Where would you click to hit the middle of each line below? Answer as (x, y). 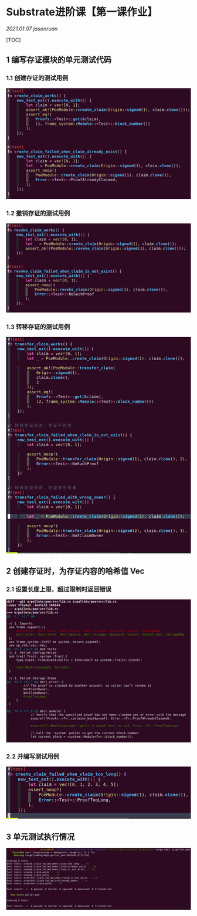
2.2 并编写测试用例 (33, 756)
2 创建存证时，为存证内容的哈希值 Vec (75, 571)
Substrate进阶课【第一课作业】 (82, 12)
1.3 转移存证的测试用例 (38, 327)
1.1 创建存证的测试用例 (37, 78)
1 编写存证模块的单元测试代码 (59, 60)
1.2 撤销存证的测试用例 (38, 213)
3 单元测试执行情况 (40, 837)
